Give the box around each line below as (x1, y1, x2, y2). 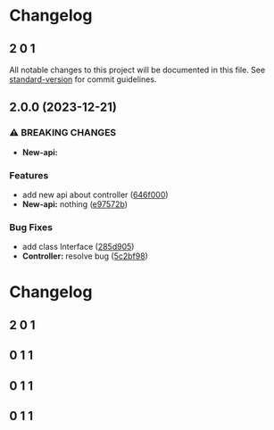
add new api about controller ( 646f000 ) (21, 189, 169, 200)
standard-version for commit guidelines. (9, 74, 157, 85)
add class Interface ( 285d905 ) (21, 242, 135, 252)
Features (9, 169, 49, 181)
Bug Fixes (9, 220, 54, 233)
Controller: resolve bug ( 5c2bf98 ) (21, 251, 149, 261)
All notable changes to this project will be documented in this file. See (9, 64, 266, 75)
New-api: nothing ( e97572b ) (21, 198, 128, 210)
